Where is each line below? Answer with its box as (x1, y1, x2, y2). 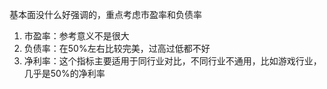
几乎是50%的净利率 (23, 68, 106, 79)
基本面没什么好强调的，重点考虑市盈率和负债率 (9, 9, 202, 20)
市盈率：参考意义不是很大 (23, 30, 130, 42)
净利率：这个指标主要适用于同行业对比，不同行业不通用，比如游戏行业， (23, 55, 322, 67)
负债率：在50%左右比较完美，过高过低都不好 (23, 43, 211, 54)
